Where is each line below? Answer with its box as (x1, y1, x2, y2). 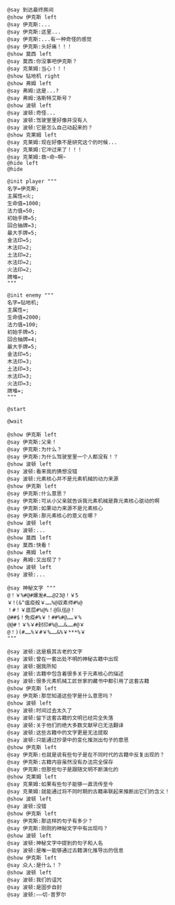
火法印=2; (7, 266, 33, 273)
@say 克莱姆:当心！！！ (7, 65, 68, 72)
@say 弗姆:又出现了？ (7, 556, 62, 563)
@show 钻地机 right (7, 73, 60, 80)
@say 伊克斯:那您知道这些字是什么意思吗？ (7, 692, 114, 699)
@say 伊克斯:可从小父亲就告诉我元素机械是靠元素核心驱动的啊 (7, 498, 160, 504)
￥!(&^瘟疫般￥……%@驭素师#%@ (7, 599, 83, 606)
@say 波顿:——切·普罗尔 (7, 891, 66, 898)
